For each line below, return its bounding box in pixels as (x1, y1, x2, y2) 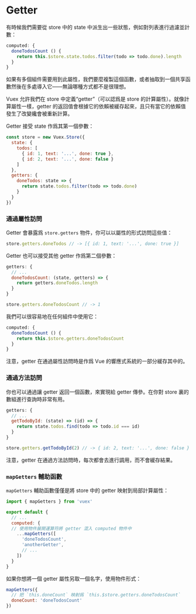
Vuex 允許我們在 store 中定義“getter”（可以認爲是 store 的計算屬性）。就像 (6, 95, 184, 103)
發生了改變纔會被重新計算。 (6, 110, 73, 117)
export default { (6, 509, 49, 515)
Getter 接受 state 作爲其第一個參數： (6, 122, 94, 129)
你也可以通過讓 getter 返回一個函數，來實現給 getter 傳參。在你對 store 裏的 (6, 388, 189, 395)
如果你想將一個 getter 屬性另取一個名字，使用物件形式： (6, 575, 142, 582)
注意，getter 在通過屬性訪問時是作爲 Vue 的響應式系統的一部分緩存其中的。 (6, 358, 188, 365)
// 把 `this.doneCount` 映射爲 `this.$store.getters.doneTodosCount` (11, 592, 181, 598)
